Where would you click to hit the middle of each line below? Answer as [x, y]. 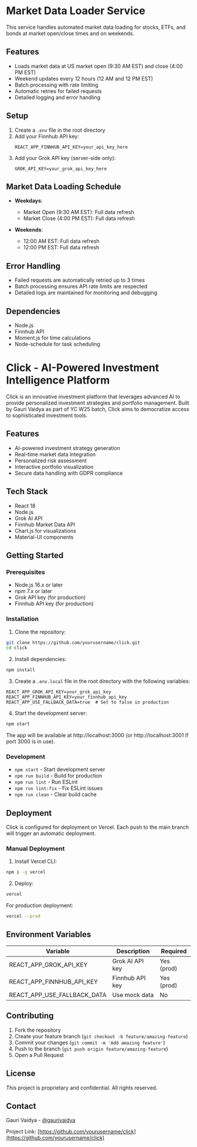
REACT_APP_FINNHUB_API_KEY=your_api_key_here [71, 147]
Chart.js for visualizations [45, 531]
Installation [23, 619]
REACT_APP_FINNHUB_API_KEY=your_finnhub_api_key [67, 697]
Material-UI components [44, 537]
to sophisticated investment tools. [47, 415]
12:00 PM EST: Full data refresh [61, 248]
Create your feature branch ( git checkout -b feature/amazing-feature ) [101, 1036]
